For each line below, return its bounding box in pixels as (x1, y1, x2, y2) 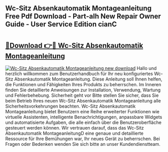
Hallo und (137, 65, 157, 71)
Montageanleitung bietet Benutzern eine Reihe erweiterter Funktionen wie (5, 109, 160, 114)
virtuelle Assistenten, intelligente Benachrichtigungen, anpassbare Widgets (5, 114, 162, 120)
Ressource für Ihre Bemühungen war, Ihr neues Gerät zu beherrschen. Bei (5, 136, 160, 142)
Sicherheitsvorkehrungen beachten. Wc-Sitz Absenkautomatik (5, 103, 136, 109)
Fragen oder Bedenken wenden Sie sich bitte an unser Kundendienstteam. (5, 141, 161, 147)
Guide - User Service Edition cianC (5, 20, 117, 29)
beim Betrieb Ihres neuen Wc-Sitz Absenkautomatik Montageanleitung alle (5, 98, 161, 104)
